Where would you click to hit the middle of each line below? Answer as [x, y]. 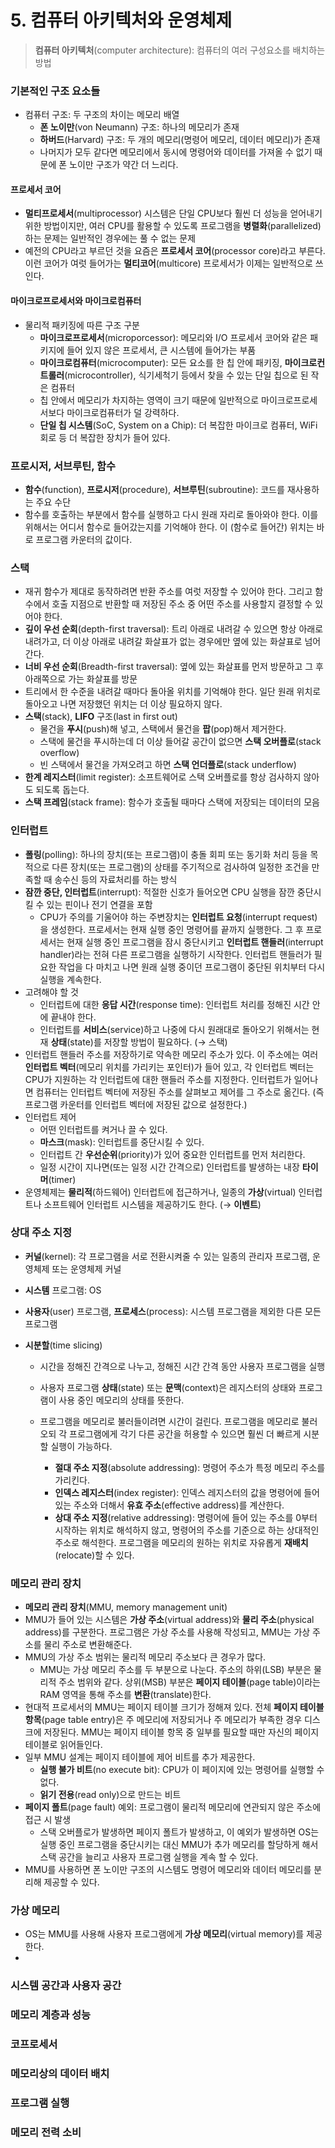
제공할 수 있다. [71, 1882]
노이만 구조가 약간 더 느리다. [124, 165]
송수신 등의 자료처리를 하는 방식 [116, 879]
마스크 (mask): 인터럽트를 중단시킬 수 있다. [122, 1142]
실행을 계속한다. [70, 979]
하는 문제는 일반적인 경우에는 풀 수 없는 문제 [110, 238]
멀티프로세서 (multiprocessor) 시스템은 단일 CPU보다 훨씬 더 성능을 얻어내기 [173, 213]
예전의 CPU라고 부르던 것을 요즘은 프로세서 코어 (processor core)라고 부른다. [175, 251]
